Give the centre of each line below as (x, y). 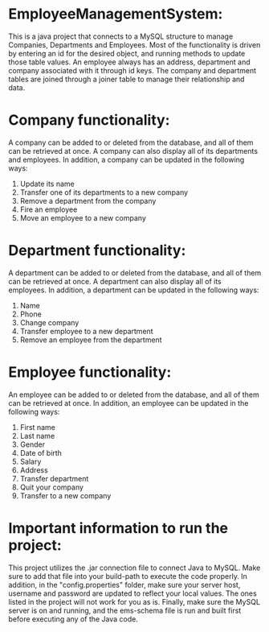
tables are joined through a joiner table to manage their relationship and (126, 79)
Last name (37, 436)
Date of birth (41, 452)
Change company (49, 322)
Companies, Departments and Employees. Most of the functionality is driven (134, 44)
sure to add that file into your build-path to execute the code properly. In (128, 576)
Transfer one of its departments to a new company (104, 192)
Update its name (47, 184)
